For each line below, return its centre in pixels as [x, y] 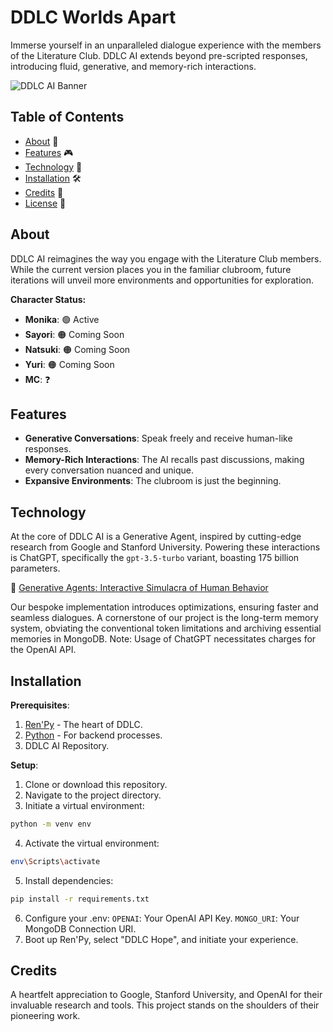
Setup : [24, 765]
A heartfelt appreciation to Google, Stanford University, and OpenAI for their [166, 995]
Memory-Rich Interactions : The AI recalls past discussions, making [164, 460]
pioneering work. [45, 1016]
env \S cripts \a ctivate [55, 861]
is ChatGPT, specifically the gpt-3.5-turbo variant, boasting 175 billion [155, 558]
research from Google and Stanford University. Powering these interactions [165, 547]
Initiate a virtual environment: [84, 805]
